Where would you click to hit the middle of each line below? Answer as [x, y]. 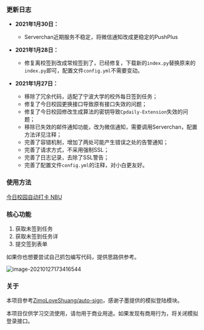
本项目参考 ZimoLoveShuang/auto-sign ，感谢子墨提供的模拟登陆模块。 [95, 301]
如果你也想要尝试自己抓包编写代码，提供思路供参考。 [73, 257]
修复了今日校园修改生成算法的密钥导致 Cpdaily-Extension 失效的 [104, 112]
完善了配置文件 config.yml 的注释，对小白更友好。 [86, 165]
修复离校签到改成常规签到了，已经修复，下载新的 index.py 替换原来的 [110, 63]
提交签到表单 [31, 244]
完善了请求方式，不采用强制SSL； [67, 150]
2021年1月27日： [37, 84]
